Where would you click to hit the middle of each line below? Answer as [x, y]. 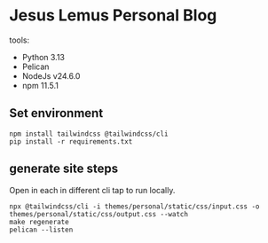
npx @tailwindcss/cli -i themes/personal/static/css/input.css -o [134, 206]
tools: [20, 40]
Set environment [56, 113]
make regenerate [39, 222]
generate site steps [63, 169]
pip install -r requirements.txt [71, 141]
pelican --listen [41, 230]
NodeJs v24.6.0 [51, 75]
